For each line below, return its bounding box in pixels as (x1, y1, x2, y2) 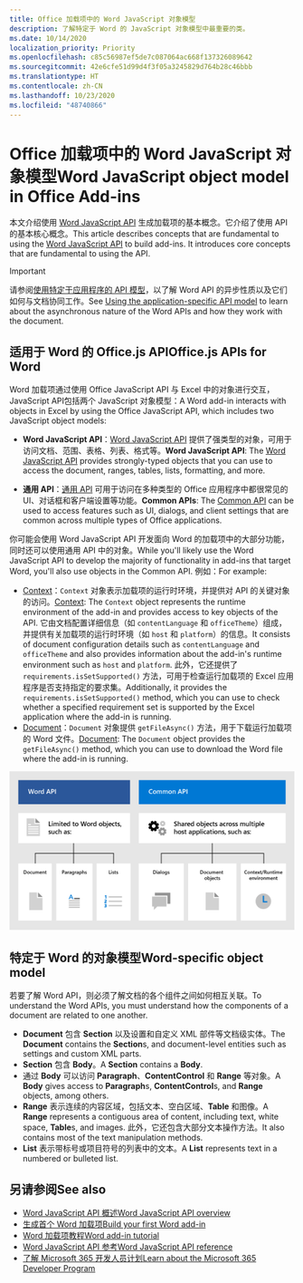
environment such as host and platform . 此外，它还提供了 (22, 660, 238, 670)
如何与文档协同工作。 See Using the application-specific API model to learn (9, 295, 289, 307)
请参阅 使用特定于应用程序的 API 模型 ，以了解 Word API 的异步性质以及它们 (9, 285, 288, 295)
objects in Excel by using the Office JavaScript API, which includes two (9, 406, 274, 417)
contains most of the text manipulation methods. (22, 1133, 204, 1143)
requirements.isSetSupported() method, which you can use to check (22, 692, 280, 703)
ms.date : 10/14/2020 (9, 34, 88, 43)
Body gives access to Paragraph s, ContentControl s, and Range (22, 1081, 264, 1092)
